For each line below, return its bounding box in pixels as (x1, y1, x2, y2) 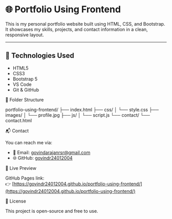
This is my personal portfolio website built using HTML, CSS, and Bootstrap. (5, 20, 165, 27)
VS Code (12, 81, 32, 87)
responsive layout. (5, 32, 45, 38)
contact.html (5, 117, 32, 123)
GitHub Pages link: (5, 175, 45, 181)
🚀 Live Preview (5, 165, 37, 171)
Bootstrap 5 (12, 76, 38, 82)
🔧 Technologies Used (5, 51, 74, 60)
